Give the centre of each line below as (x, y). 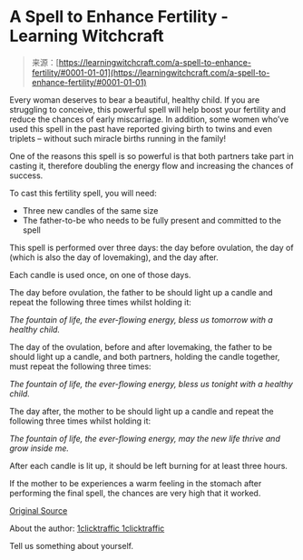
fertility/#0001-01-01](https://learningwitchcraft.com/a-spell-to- (151, 72)
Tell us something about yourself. (72, 545)
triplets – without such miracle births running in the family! (118, 138)
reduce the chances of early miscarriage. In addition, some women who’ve (149, 119)
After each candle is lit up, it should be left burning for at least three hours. (149, 465)
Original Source (39, 510)
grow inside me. (39, 448)
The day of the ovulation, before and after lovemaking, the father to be (141, 346)
